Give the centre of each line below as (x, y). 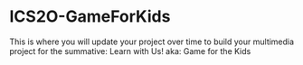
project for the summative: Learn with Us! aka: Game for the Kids (130, 51)
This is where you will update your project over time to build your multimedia (152, 42)
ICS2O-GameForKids (90, 17)
